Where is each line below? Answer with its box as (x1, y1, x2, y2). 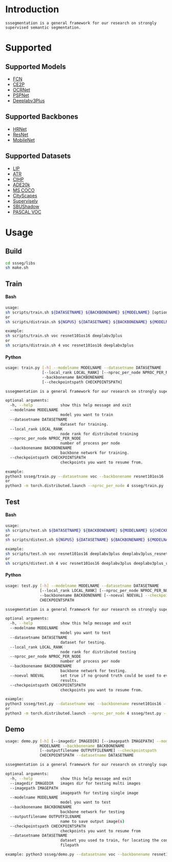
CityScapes (12, 192, 37, 198)
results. (60, 678, 79, 683)
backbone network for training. (60, 450, 130, 456)
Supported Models (5, 62, 66, 71)
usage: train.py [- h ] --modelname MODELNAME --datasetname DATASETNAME (5, 365, 161, 370)
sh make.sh (5, 265, 29, 271)
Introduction (5, 4, 59, 15)
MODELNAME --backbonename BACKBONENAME (39, 743, 125, 748)
